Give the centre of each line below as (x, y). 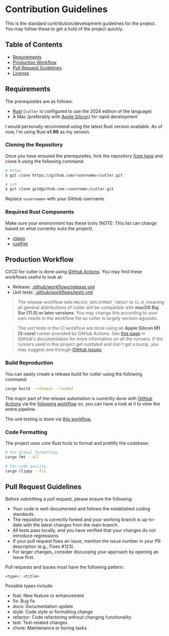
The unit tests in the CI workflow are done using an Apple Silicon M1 (89, 328)
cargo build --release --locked (39, 388)
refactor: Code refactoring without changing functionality (72, 617)
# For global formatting (31, 452)
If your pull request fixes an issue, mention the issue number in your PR (87, 541)
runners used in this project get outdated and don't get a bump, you (88, 344)
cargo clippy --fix (26, 471)
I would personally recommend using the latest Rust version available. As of (84, 126)
